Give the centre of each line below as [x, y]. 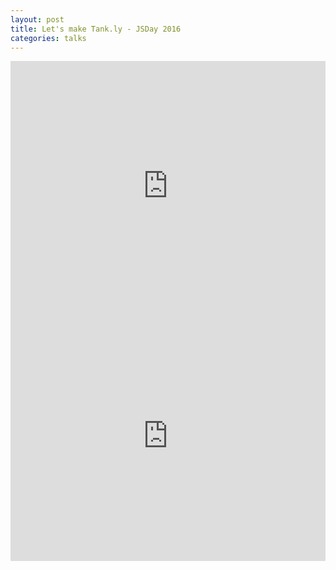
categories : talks [48, 38]
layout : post [37, 19]
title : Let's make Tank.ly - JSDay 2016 [96, 29]
